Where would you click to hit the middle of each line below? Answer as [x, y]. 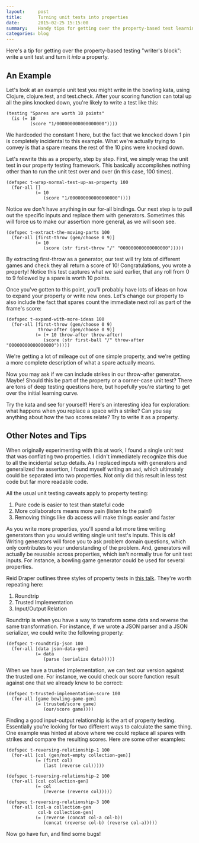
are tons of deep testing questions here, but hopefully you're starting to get [98, 386]
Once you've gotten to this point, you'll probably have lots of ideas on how [97, 289]
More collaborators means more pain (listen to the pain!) [83, 511]
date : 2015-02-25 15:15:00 [47, 23]
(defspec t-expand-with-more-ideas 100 [55, 319]
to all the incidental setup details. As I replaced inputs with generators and [97, 462]
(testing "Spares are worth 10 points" [55, 113]
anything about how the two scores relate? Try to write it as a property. [93, 417]
